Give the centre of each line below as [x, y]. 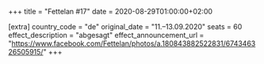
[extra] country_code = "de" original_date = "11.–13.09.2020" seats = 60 [125, 26]
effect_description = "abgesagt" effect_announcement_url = [106, 35]
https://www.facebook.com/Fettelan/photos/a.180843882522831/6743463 [134, 43]
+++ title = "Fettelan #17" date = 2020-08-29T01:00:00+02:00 [110, 11]
